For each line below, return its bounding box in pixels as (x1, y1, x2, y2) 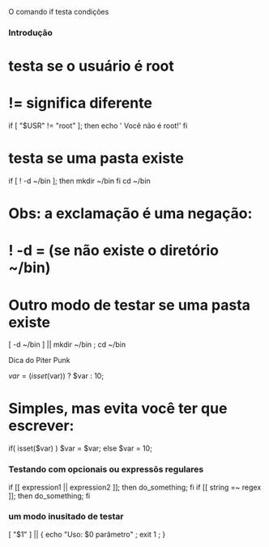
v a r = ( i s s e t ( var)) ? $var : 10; (8, 371, 104, 381)
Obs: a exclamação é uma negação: (8, 204, 253, 223)
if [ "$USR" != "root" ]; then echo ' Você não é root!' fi (8, 121, 188, 130)
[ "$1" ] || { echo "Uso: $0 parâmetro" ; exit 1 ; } (8, 529, 166, 539)
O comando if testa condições (8, 7, 109, 16)
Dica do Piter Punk (8, 356, 70, 365)
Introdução (8, 27, 53, 38)
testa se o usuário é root (8, 57, 174, 75)
